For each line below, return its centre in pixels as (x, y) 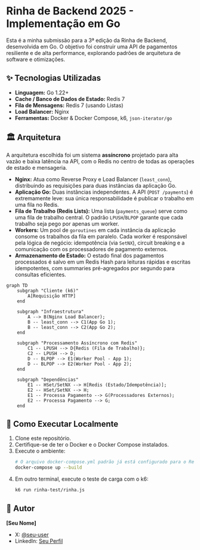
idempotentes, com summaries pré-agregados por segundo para (95, 268)
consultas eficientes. (41, 274)
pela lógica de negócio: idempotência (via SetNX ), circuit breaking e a (100, 243)
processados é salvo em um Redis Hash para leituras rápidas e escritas (103, 262)
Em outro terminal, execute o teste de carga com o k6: (81, 479)
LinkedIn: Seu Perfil (39, 541)
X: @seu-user (32, 534)
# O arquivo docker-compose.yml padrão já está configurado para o (100, 462)
